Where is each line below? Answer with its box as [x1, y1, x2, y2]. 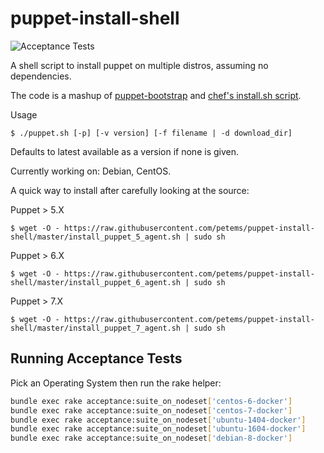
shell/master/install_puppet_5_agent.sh [10, 232, 182, 242]
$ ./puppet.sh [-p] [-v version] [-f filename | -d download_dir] [10, 128, 293, 138]
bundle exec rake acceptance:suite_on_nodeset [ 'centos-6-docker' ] [10, 396, 293, 406]
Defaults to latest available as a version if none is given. [10, 145, 239, 157]
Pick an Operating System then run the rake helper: [10, 377, 222, 389]
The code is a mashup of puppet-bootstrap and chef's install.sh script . [10, 89, 302, 101]
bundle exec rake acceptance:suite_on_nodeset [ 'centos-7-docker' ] [10, 405, 293, 416]
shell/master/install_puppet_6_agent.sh [10, 277, 182, 287]
